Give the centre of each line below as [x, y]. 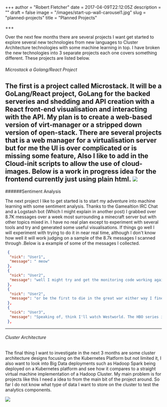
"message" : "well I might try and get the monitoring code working [81, 280]
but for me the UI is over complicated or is [71, 148]
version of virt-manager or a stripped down [74, 125]
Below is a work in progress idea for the [94, 172]
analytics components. [29, 390]
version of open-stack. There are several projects [83, 133]
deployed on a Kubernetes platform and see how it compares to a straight [81, 368]
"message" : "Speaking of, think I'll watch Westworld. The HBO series [84, 317]
